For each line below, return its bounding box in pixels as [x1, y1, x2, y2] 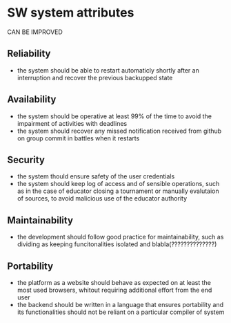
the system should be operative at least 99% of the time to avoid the [17, 112, 212, 120]
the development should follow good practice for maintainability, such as [17, 233, 224, 241]
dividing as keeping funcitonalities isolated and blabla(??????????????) [17, 240, 217, 248]
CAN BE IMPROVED [7, 28, 63, 36]
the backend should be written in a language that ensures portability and [17, 301, 224, 308]
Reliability [7, 48, 51, 59]
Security [7, 154, 45, 165]
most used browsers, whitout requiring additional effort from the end [17, 286, 212, 294]
